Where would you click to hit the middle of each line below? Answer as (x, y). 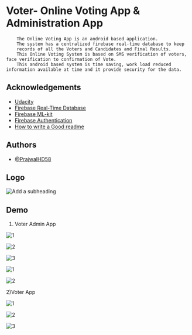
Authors (21, 145)
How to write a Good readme (49, 127)
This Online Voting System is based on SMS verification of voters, (102, 54)
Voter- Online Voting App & (73, 11)
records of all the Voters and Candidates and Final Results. (94, 49)
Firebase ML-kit (33, 114)
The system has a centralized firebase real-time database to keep (100, 44)
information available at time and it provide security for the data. (94, 69)
